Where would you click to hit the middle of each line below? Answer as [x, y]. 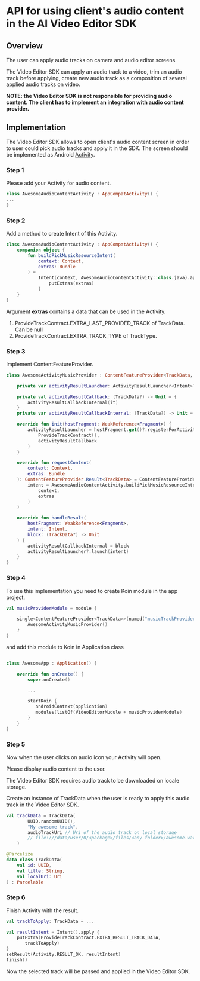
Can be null [29, 329]
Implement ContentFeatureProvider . [50, 364]
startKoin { [43, 701]
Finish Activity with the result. [43, 910]
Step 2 [16, 221]
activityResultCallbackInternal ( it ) [73, 402]
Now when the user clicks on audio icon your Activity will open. [84, 757]
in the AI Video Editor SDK [71, 24]
